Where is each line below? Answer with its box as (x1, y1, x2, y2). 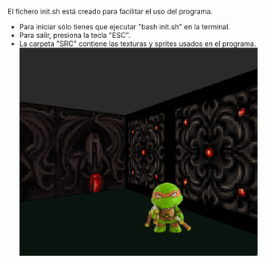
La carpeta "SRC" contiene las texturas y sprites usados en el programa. (18, 39, 256, 48)
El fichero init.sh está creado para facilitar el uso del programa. (7, 7, 214, 16)
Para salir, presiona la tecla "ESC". (18, 31, 131, 40)
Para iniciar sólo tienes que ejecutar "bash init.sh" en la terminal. (18, 22, 231, 31)
